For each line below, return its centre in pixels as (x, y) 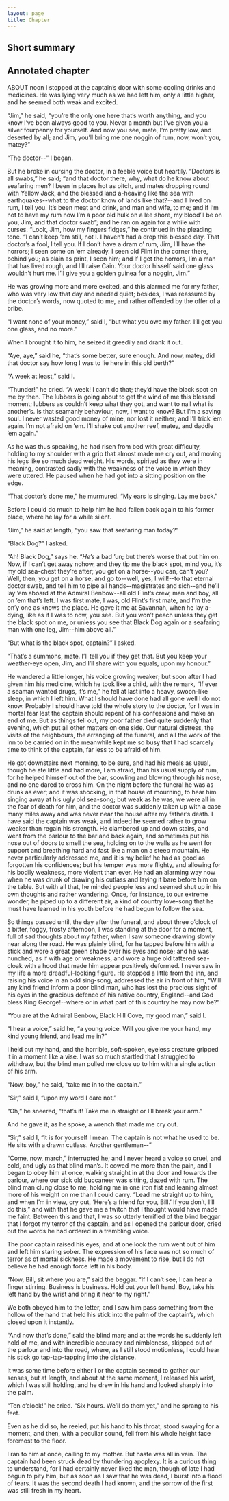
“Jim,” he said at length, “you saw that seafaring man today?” (93, 530)
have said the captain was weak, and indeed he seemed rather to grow (107, 821)
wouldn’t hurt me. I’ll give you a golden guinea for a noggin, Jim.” (98, 273)
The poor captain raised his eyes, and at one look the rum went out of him (111, 1244)
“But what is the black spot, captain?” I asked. (72, 643)
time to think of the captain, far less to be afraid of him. (84, 749)
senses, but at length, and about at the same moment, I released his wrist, (111, 1378)
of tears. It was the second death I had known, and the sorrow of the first (110, 1483)
